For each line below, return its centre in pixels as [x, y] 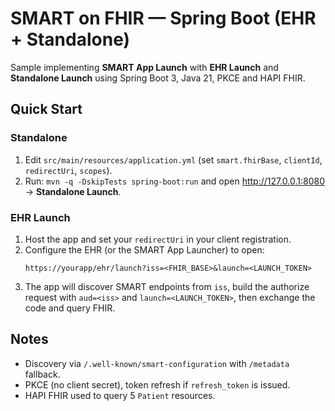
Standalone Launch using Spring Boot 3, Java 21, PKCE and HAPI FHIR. [158, 78]
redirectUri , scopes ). [68, 170]
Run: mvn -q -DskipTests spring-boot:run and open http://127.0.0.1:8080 [175, 181]
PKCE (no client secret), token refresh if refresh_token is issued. [157, 384]
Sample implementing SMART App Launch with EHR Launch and [144, 67]
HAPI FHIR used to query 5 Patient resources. [120, 395]
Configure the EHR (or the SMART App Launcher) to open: [144, 249]
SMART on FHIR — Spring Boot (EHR [163, 18]
